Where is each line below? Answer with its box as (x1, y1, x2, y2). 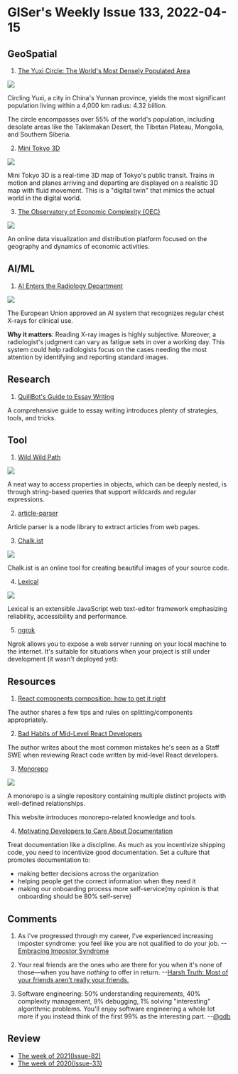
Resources (7, 675, 56, 687)
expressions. (7, 495, 45, 504)
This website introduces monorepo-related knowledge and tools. (7, 813, 197, 822)
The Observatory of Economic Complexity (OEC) (17, 208, 161, 216)
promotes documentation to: (7, 856, 91, 864)
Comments (7, 913, 58, 925)
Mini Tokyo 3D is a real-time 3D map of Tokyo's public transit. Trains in (7, 171, 215, 179)
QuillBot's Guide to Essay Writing (17, 392, 114, 400)
